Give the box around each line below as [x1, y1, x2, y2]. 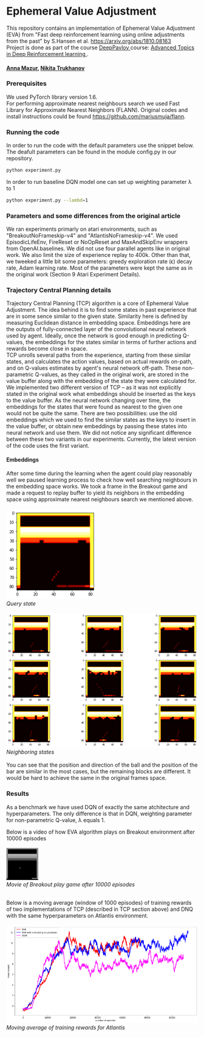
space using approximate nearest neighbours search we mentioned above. [6, 495, 194, 503]
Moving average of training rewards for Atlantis [6, 1024, 126, 1031]
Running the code [6, 128, 59, 136]
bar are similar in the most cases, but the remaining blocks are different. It [6, 768, 191, 775]
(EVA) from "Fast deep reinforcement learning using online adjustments [6, 30, 185, 38]
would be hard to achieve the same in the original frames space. [6, 775, 167, 782]
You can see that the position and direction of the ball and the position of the [6, 761, 199, 768]
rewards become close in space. [6, 345, 88, 353]
